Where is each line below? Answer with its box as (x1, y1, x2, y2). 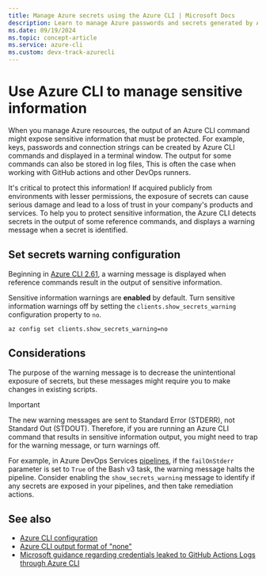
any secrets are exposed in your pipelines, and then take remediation (8, 481, 234, 490)
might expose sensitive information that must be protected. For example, (8, 134, 245, 143)
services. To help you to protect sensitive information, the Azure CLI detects (8, 208, 256, 218)
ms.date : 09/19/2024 (8, 26, 77, 34)
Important (8, 399, 40, 409)
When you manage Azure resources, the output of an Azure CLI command (8, 125, 250, 135)
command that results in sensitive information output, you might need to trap (8, 432, 258, 441)
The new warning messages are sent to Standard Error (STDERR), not (8, 415, 235, 425)
